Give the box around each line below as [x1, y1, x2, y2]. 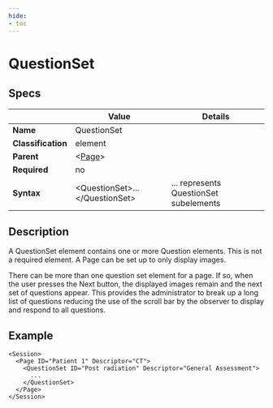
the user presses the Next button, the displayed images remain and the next [8, 279, 262, 289]
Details [201, 110, 230, 122]
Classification [12, 137, 67, 148]
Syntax [12, 187, 41, 199]
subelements [171, 197, 221, 208]
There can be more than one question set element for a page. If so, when [8, 271, 253, 281]
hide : [8, 11, 27, 20]
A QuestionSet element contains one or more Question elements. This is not [8, 247, 262, 256]
